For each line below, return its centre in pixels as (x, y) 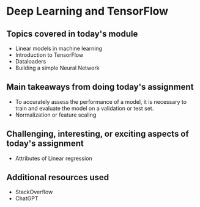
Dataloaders (31, 61)
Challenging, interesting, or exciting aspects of (98, 134)
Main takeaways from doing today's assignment (100, 87)
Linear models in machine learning (59, 48)
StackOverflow (34, 192)
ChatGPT (27, 198)
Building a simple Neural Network (57, 68)
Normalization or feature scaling (56, 115)
